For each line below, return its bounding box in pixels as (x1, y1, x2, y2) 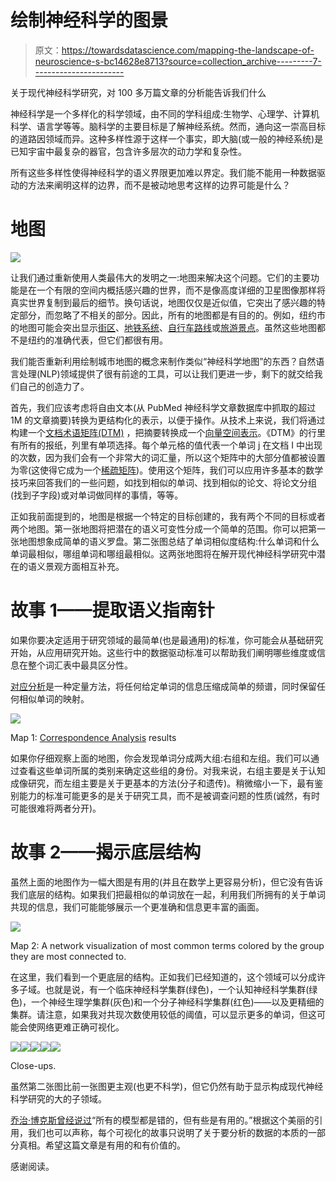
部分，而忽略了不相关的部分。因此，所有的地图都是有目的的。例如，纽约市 (18, 309, 326, 321)
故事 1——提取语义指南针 (10, 599, 215, 622)
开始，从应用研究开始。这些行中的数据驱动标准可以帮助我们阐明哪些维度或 (10, 646, 317, 658)
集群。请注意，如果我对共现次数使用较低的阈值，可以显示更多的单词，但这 (10, 1008, 317, 1020)
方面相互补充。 (62, 560, 125, 572)
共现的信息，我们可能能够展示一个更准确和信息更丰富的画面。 (10, 901, 265, 913)
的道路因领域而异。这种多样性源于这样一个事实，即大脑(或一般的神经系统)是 (10, 132, 324, 145)
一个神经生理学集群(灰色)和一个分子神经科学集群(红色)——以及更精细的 (31, 996, 325, 1008)
